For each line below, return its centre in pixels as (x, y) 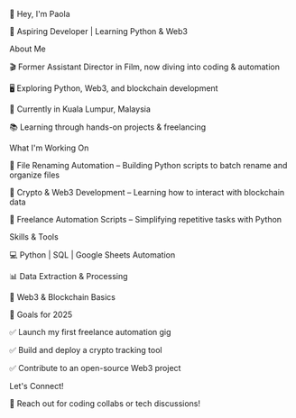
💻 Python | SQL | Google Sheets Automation (92, 255)
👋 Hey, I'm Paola (40, 14)
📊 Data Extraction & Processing (69, 276)
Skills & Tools (34, 237)
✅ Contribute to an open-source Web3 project (95, 368)
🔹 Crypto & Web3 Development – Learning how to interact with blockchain (147, 192)
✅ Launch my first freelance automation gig (90, 332)
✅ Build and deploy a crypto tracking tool (86, 350)
